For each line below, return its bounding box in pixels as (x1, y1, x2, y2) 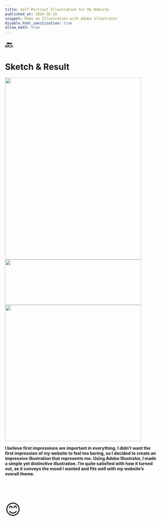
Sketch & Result (5, 62, 70, 73)
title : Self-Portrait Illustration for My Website (5, 7, 109, 12)
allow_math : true (5, 25, 40, 30)
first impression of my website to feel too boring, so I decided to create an (5, 450, 156, 456)
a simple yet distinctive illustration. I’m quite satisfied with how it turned (5, 461, 153, 467)
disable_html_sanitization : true (5, 20, 73, 26)
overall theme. (5, 471, 35, 477)
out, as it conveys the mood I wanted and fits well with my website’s (5, 466, 144, 472)
